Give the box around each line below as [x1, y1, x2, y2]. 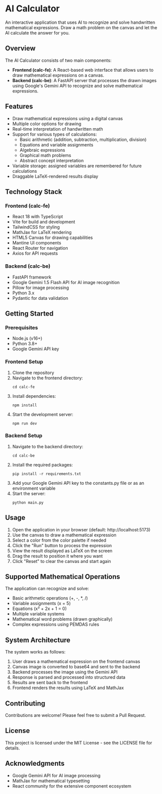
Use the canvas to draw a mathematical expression [12, 532, 117, 538]
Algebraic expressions [19, 147, 65, 153]
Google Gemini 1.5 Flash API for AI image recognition [12, 279, 120, 285]
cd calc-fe [12, 384, 35, 389]
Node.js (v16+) [12, 335, 42, 341]
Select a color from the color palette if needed [12, 537, 107, 543]
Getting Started [5, 309, 54, 318]
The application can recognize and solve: [5, 586, 89, 592]
